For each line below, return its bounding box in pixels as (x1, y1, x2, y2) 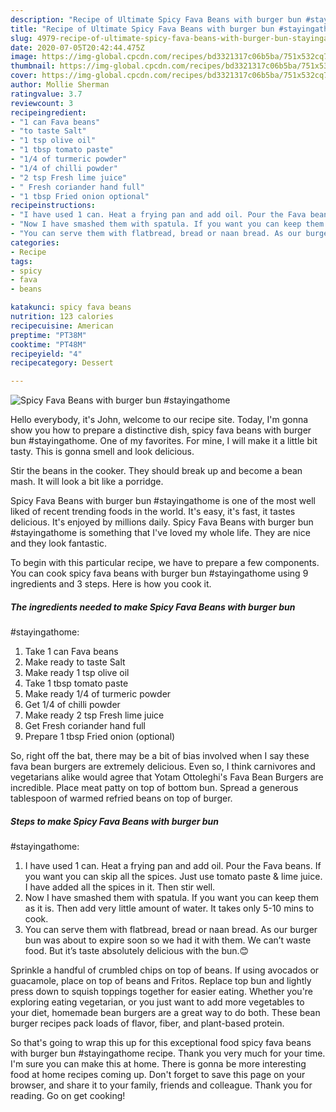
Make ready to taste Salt (24, 656, 126, 668)
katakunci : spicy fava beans (10, 302, 132, 313)
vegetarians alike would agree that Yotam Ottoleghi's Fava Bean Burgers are (10, 771, 324, 783)
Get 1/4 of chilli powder (24, 699, 121, 711)
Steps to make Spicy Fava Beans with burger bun (10, 815, 219, 827)
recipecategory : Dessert (10, 358, 114, 368)
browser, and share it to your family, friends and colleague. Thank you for (10, 1079, 313, 1091)
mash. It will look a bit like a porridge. (10, 476, 164, 488)
